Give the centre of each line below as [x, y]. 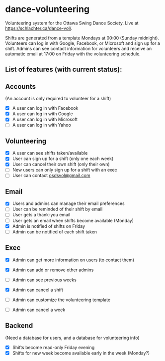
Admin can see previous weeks [44, 280]
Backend [19, 326]
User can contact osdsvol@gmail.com [51, 176]
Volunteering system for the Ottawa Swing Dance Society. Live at [72, 23]
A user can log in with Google [42, 114]
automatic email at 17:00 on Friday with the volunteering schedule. [73, 54]
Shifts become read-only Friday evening [53, 347]
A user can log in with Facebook [45, 108]
